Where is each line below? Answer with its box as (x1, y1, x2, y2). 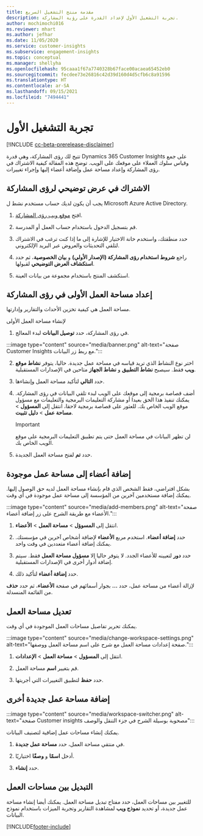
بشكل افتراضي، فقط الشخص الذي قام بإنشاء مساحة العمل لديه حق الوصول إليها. (6, 485, 190, 493)
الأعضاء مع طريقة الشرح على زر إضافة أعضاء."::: (6, 510, 117, 517)
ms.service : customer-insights (6, 43, 86, 50)
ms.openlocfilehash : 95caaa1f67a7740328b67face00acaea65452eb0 (6, 65, 171, 72)
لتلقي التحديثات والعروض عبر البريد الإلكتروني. (15, 241, 120, 249)
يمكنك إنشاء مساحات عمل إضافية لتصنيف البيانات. (6, 728, 120, 736)
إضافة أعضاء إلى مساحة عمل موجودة (6, 469, 131, 479)
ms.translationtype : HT (6, 77, 67, 83)
